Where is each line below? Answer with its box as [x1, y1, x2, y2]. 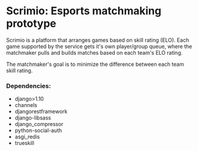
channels [14, 102, 37, 109]
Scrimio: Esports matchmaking [6, 4, 162, 18]
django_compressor [14, 121, 64, 128]
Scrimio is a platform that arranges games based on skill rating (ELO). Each [6, 36, 190, 43]
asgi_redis [14, 133, 40, 140]
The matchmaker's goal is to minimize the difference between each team [6, 61, 184, 68]
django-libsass [14, 114, 52, 121]
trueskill [14, 140, 34, 147]
